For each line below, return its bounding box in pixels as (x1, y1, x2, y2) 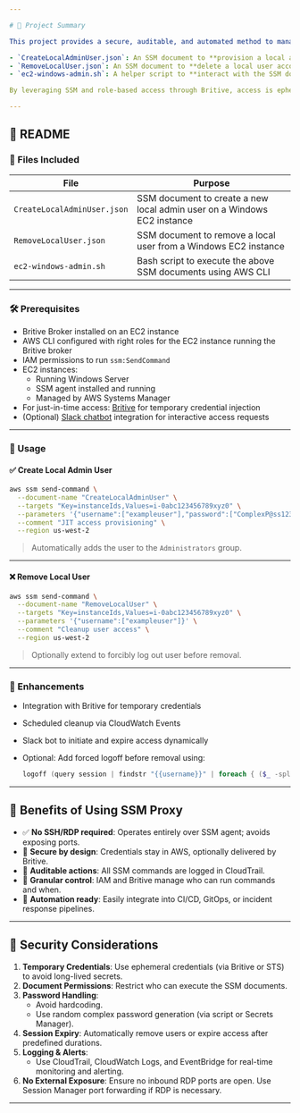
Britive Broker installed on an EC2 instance (21, 325, 179, 336)
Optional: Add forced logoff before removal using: (21, 753, 205, 763)
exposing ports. (21, 837, 80, 847)
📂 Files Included (9, 154, 80, 166)
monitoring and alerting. (35, 1066, 124, 1076)
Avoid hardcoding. (35, 999, 104, 1010)
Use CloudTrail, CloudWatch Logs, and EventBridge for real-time (35, 1056, 273, 1067)
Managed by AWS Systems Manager (35, 392, 171, 403)
